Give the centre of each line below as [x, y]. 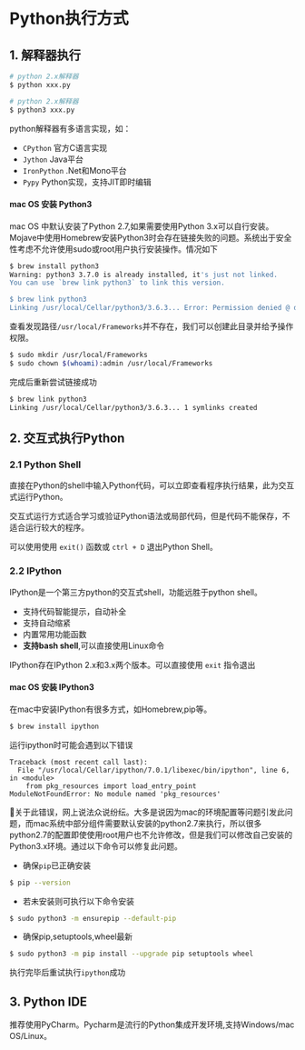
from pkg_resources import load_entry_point [111, 786]
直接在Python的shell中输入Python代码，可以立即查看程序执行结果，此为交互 [152, 485]
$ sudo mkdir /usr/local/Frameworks [79, 355]
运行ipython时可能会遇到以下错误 [71, 745]
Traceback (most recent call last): [79, 762]
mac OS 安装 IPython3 [52, 687]
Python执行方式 [69, 19]
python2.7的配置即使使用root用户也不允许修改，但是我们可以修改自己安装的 [151, 835]
